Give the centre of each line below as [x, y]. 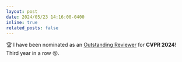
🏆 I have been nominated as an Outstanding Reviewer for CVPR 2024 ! [91, 45]
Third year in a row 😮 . [33, 53]
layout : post [22, 11]
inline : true [22, 22]
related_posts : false [32, 28]
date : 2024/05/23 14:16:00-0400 [45, 17]
